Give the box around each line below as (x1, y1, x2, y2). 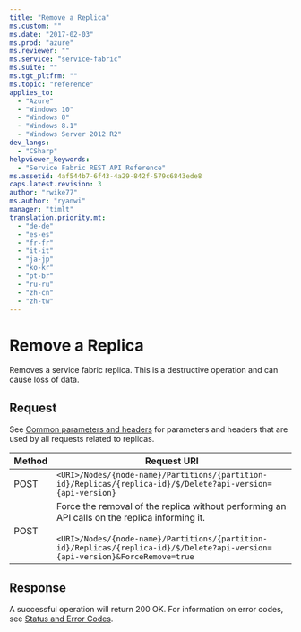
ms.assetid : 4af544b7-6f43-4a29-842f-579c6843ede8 (9, 171, 202, 180)
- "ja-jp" (17, 255, 54, 264)
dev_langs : (9, 138, 50, 147)
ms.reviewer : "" (9, 47, 70, 56)
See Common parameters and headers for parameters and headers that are (9, 424, 288, 435)
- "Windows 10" (17, 105, 74, 114)
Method (13, 455, 48, 467)
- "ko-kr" (17, 264, 54, 273)
